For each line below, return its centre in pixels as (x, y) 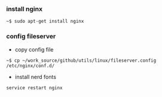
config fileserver (31, 37)
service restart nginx (34, 88)
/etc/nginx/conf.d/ (30, 66)
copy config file (34, 49)
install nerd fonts (36, 77)
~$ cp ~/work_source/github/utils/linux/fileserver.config (81, 60)
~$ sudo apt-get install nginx (45, 22)
